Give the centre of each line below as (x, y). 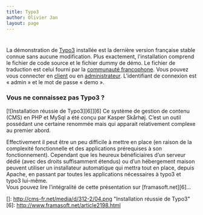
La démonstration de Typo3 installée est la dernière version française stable (101, 50)
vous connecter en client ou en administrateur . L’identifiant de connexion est (101, 76)
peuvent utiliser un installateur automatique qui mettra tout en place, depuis (100, 168)
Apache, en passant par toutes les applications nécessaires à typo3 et (94, 174)
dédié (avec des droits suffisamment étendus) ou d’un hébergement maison (101, 161)
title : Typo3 (23, 12)
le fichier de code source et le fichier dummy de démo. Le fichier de (91, 63)
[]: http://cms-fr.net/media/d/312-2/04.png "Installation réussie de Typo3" (98, 199)
